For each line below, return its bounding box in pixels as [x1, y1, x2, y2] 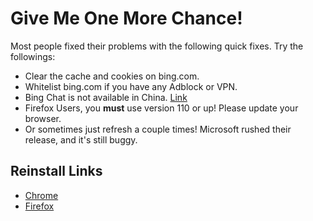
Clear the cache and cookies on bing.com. [24, 70, 200, 82]
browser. [24, 112, 62, 124]
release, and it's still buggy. [24, 133, 138, 146]
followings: [10, 50, 56, 62]
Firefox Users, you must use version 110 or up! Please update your [24, 102, 299, 114]
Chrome [24, 189, 59, 201]
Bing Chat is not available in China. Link [24, 91, 188, 103]
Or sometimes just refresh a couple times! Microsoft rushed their [24, 123, 292, 135]
